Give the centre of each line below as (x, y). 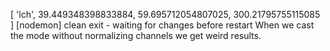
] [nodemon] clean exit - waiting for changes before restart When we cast (162, 25)
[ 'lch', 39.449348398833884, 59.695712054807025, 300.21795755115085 (165, 14)
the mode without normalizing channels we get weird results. (136, 35)
